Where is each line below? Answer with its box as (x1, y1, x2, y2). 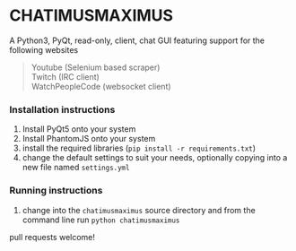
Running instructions (9, 185, 103, 197)
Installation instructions (9, 103, 116, 116)
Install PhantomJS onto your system (22, 134, 156, 144)
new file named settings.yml (22, 162, 130, 173)
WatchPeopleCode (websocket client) (30, 81, 172, 91)
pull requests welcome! (9, 231, 96, 242)
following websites (9, 44, 79, 55)
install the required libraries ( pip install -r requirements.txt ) (22, 143, 257, 153)
